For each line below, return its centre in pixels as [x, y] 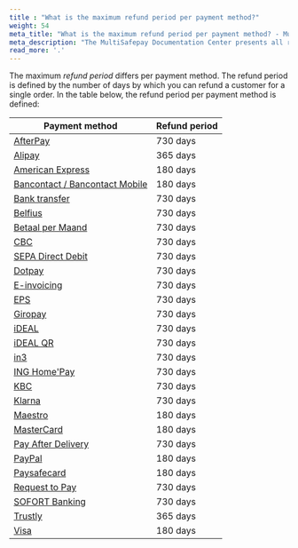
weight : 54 [29, 26]
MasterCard [39, 430]
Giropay [30, 314]
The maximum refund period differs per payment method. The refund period [149, 75]
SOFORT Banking [50, 502]
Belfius [28, 213]
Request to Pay [45, 488]
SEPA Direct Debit [51, 257]
